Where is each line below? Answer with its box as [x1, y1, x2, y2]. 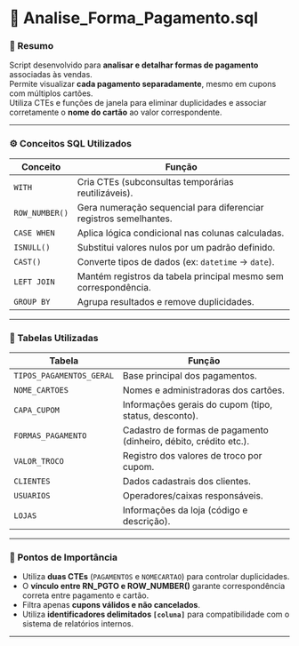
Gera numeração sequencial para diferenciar [77, 201, 264, 213]
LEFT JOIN [13, 276, 55, 287]
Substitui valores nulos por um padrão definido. [77, 241, 276, 253]
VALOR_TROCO [13, 457, 65, 467]
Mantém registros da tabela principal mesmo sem [77, 270, 284, 283]
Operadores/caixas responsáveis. [123, 490, 263, 502]
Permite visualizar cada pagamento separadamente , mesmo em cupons [9, 79, 277, 90]
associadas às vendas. [9, 69, 93, 80]
